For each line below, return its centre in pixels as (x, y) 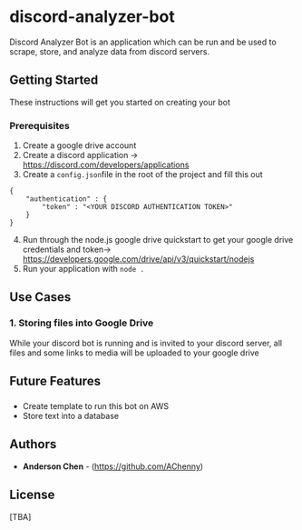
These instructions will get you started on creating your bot (120, 102)
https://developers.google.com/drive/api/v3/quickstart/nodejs (138, 259)
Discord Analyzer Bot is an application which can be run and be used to (143, 42)
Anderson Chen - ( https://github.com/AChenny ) (113, 466)
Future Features (55, 381)
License (32, 495)
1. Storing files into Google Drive (82, 323)
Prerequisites (39, 125)
